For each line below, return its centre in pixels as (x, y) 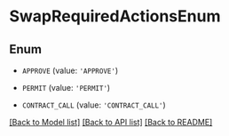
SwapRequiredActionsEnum (115, 16)
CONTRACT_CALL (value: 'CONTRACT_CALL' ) (94, 105)
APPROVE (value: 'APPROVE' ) (70, 70)
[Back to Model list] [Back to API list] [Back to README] (111, 122)
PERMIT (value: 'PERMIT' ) (66, 88)
